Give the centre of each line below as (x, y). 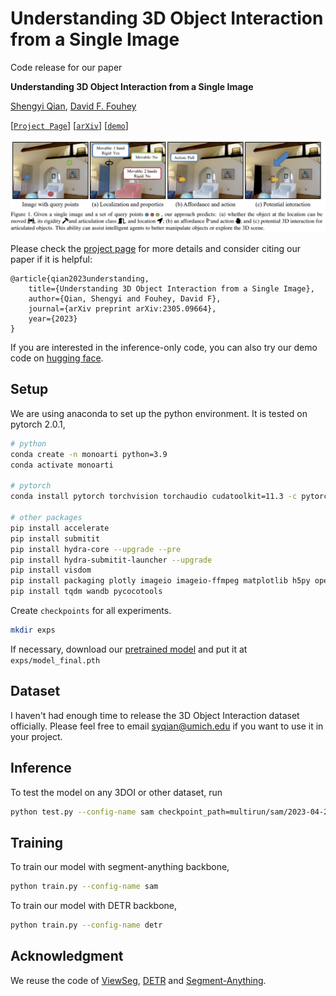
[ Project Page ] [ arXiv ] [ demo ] (69, 125)
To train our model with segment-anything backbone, (120, 867)
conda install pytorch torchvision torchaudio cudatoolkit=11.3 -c (154, 497)
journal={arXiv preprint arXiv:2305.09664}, (122, 309)
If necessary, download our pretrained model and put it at (129, 649)
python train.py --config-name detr (86, 925)
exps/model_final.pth (55, 660)
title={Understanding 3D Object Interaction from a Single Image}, (171, 289)
